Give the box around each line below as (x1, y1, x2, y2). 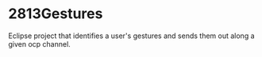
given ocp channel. (8, 39, 71, 48)
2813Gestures (8, 5, 103, 23)
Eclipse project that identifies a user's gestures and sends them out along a (8, 31, 256, 40)
